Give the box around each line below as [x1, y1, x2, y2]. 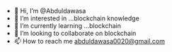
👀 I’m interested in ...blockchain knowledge [13, 14, 139, 22]
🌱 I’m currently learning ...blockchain [13, 22, 122, 30]
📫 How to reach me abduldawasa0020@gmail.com [13, 37, 165, 45]
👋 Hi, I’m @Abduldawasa [13, 7, 86, 15]
